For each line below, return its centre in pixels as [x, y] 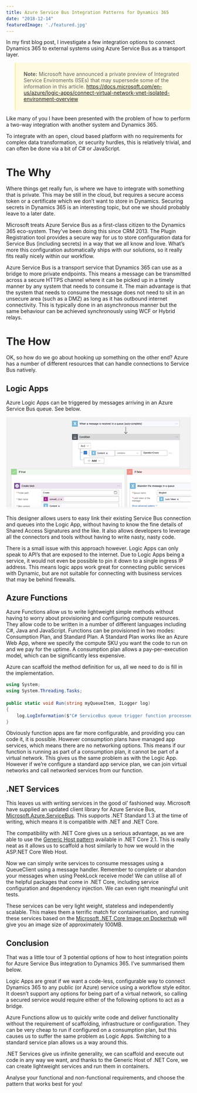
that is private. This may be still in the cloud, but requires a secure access [95, 195]
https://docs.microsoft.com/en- [124, 87]
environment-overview [51, 99]
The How [28, 341]
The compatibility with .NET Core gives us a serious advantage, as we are [95, 833]
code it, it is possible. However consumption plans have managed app [91, 739]
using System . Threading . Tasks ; [44, 691]
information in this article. [54, 87]
